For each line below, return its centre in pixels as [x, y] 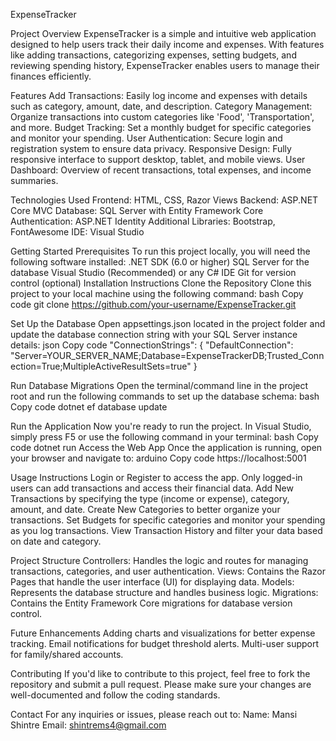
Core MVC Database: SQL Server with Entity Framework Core [137, 210]
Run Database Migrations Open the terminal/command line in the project [159, 385]
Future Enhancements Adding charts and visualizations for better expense [163, 633]
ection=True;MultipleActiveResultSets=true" [101, 366]
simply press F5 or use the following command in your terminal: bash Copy [164, 437]
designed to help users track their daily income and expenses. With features [167, 44]
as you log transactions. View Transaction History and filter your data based [166, 530]
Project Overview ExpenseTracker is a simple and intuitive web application [163, 33]
